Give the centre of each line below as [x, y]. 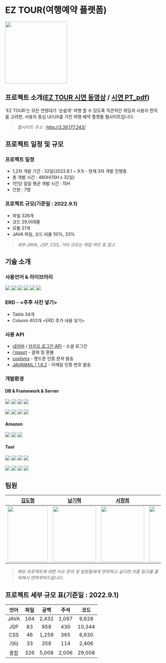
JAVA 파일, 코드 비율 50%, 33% [43, 234]
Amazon [14, 424]
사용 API [15, 334]
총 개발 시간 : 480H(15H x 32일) [43, 177]
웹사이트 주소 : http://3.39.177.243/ [51, 127]
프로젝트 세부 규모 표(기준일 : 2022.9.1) [62, 595]
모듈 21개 [21, 228]
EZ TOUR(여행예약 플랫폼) [56, 10]
